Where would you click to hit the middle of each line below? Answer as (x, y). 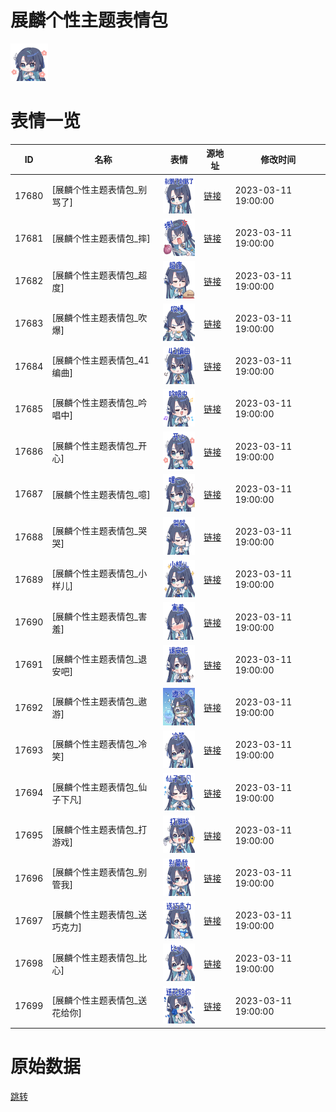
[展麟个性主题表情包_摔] (101, 238)
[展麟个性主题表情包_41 (100, 360)
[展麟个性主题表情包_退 (99, 658)
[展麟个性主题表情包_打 (99, 829)
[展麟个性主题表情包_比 (99, 957)
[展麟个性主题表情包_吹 (99, 317)
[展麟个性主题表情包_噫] (101, 494)
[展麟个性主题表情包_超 (99, 275)
